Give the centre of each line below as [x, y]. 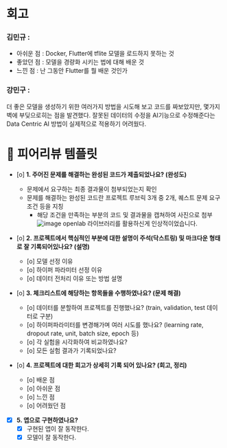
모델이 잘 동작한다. [51, 437]
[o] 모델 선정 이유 [50, 261]
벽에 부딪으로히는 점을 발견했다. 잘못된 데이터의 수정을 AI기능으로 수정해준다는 [111, 115]
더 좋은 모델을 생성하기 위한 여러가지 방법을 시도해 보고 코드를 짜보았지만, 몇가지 [113, 107]
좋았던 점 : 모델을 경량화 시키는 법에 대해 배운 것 [80, 62]
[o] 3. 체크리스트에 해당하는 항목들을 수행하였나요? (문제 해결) [98, 293]
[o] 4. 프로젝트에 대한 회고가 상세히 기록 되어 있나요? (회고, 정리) [101, 365]
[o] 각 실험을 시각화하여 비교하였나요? [77, 341]
